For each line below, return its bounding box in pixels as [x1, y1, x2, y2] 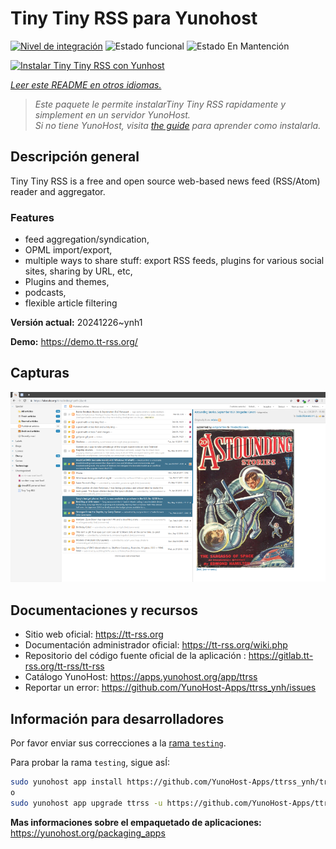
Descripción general [10, 148, 140, 166]
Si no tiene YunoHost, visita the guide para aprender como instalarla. [34, 119, 322, 131]
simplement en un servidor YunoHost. [34, 108, 191, 121]
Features [10, 210, 55, 224]
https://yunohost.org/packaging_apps [10, 827, 166, 839]
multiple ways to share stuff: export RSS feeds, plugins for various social [24, 255, 325, 267]
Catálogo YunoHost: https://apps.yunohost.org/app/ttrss [24, 671, 258, 683]
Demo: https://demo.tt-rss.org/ [10, 336, 138, 348]
